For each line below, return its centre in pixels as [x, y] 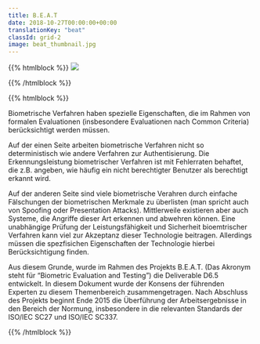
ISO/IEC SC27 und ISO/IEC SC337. [63, 317]
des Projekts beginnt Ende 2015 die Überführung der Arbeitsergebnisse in [127, 301]
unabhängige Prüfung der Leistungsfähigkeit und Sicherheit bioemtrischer [128, 227]
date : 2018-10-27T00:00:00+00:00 [63, 23]
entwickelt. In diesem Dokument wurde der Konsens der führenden [116, 284]
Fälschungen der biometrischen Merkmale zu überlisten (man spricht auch [128, 202]
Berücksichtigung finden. [49, 252]
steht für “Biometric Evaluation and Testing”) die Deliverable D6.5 [114, 276]
